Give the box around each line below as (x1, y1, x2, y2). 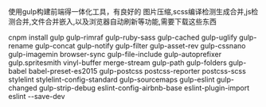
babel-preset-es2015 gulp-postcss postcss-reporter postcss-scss (28, 67, 247, 75)
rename (8, 41, 33, 50)
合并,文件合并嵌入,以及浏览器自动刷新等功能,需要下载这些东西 (14, 17, 217, 26)
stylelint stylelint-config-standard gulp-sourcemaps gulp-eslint (8, 75, 215, 84)
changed (8, 83, 37, 93)
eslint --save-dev (8, 92, 65, 101)
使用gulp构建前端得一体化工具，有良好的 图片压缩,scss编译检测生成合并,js (8, 7, 252, 16)
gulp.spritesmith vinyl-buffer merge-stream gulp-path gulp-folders (8, 58, 227, 67)
